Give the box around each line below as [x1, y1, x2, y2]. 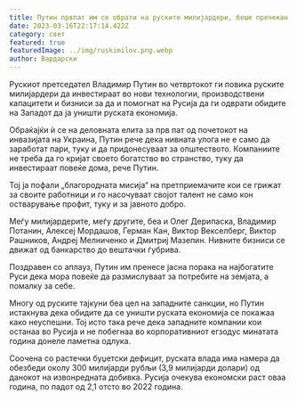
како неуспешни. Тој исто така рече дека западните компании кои [9, 317, 262, 327]
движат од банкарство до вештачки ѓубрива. [9, 244, 181, 255]
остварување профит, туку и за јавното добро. [9, 199, 187, 209]
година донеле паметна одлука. [9, 336, 132, 346]
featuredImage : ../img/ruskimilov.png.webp [9, 46, 173, 55]
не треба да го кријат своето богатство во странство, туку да [9, 153, 244, 163]
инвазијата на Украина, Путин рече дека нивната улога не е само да [9, 135, 270, 144]
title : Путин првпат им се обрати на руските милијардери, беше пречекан [9, 12, 289, 22]
